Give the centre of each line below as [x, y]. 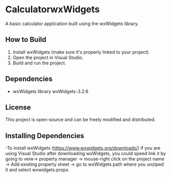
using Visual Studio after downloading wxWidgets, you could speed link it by [86, 153]
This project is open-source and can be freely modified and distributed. [80, 120]
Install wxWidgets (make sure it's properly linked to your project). [81, 52]
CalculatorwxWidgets [53, 9]
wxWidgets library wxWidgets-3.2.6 [50, 91]
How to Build [26, 40]
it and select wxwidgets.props [37, 170]
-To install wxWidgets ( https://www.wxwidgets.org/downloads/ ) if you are [83, 148]
